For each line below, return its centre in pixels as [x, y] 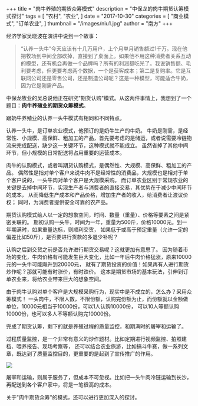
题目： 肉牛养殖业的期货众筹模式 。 [47, 105]
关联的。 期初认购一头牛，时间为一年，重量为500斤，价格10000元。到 [96, 222]
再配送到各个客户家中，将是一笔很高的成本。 [60, 385]
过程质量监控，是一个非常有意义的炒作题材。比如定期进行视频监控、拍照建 [96, 339]
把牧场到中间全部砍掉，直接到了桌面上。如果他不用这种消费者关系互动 [106, 56]
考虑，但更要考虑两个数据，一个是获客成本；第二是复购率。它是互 [111, 71]
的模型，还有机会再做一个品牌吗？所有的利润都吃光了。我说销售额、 [103, 63]
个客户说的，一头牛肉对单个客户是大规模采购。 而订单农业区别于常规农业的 [97, 180]
